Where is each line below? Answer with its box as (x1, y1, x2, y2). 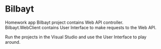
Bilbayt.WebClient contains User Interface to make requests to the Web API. (5, 24, 157, 30)
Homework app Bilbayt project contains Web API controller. (5, 19, 124, 25)
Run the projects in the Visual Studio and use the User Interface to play (5, 34, 147, 40)
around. (5, 39, 21, 45)
